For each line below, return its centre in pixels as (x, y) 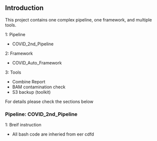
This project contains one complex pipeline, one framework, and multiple (78, 20)
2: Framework (19, 53)
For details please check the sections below (49, 101)
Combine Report (29, 81)
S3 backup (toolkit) (31, 92)
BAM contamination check (39, 87)
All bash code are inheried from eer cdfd (53, 134)
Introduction (24, 8)
